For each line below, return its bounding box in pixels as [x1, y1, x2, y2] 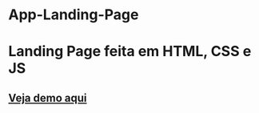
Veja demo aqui [8, 91, 87, 105]
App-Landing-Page [8, 6, 139, 24]
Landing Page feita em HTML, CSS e [8, 42, 252, 61]
